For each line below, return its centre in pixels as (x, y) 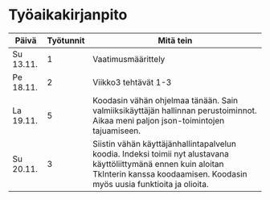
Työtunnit (66, 40)
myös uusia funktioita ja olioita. (150, 184)
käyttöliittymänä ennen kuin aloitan (158, 164)
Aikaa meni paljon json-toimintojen (158, 120)
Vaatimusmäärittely (129, 59)
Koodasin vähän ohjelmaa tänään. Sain (165, 100)
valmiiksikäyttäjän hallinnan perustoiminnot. (174, 110)
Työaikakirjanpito (68, 15)
